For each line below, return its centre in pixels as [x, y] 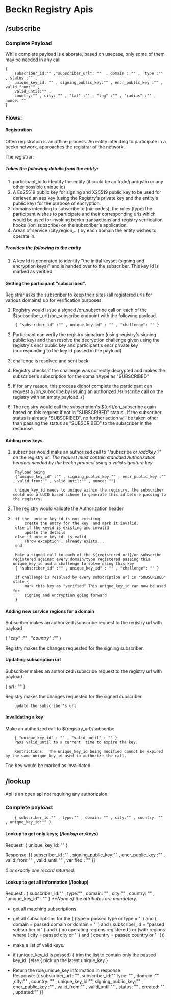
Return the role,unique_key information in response [67, 970]
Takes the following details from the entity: [52, 168]
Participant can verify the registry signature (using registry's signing [84, 335]
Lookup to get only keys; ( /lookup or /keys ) [52, 834]
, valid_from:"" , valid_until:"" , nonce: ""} [64, 481]
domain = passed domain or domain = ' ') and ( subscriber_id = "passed [88, 924]
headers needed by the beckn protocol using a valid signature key [82, 463]
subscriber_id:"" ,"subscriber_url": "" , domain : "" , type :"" [89, 73]
